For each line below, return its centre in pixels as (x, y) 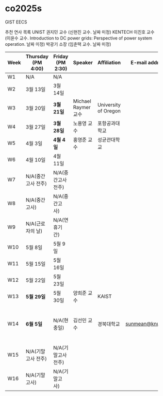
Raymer (82, 107)
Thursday (37, 56)
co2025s (24, 9)
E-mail (139, 62)
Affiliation (109, 62)
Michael (82, 101)
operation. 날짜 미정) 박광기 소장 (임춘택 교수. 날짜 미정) (58, 44)
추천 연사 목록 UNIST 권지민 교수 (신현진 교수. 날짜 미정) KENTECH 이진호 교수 (80, 32)
